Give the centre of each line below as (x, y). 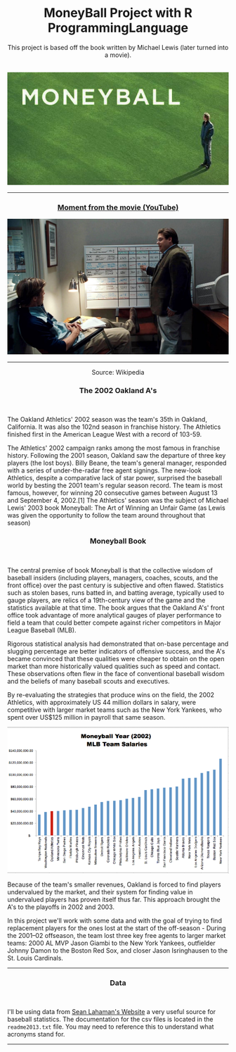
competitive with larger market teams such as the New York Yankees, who (115, 710)
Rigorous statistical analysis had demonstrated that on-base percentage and (118, 644)
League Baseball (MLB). (42, 630)
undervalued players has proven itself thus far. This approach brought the (114, 899)
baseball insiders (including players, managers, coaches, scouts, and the (113, 577)
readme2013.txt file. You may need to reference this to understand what (111, 1027)
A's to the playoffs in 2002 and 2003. (61, 907)
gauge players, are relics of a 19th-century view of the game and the (106, 600)
